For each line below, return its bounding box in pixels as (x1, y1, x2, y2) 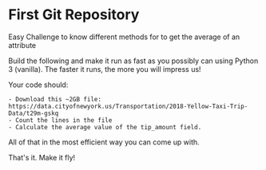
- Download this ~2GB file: (8, 95, 102, 103)
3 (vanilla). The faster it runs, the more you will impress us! (8, 64, 201, 73)
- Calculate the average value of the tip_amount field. (8, 123, 202, 131)
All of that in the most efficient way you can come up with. (8, 137, 200, 147)
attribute (8, 40, 37, 49)
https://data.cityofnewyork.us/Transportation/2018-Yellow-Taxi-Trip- (8, 102, 248, 110)
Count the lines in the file (15, 116, 113, 125)
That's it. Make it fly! (8, 152, 76, 162)
